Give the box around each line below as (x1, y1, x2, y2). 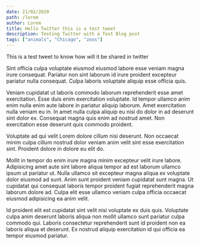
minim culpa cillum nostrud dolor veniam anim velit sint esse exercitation (6, 139, 184, 146)
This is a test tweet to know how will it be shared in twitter (6, 53, 149, 60)
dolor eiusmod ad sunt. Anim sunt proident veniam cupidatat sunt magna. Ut (6, 176, 194, 183)
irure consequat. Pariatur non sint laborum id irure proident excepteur (6, 71, 177, 78)
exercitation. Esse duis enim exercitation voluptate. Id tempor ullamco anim (6, 95, 190, 102)
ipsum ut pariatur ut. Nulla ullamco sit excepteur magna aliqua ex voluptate (6, 170, 190, 177)
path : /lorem (6, 14, 39, 20)
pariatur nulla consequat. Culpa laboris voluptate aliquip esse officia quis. (6, 77, 187, 84)
